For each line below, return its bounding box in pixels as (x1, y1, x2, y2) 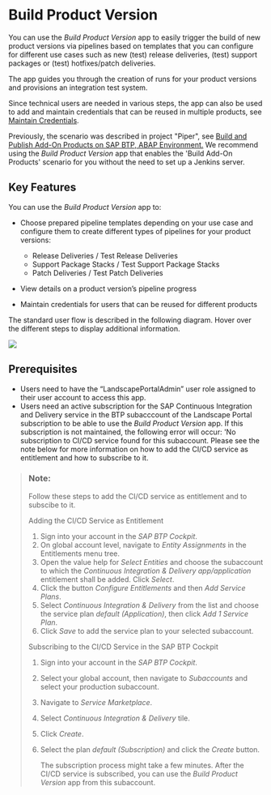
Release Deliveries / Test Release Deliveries (32, 250, 178, 260)
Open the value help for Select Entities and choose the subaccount (40, 557, 264, 566)
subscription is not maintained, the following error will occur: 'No (19, 427, 236, 437)
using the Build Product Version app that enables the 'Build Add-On (8, 148, 233, 158)
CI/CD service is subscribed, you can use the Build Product (40, 768, 239, 779)
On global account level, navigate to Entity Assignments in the (40, 540, 247, 549)
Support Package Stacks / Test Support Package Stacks (32, 259, 220, 269)
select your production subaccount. (40, 682, 159, 691)
